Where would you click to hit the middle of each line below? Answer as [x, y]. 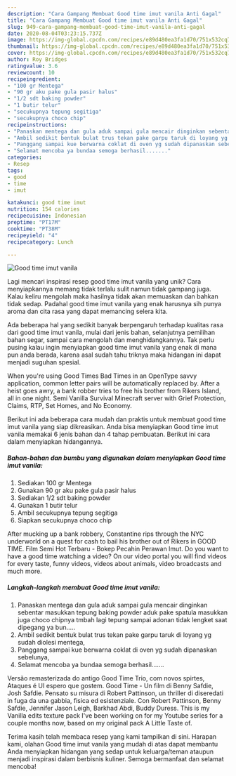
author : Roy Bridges [38, 60]
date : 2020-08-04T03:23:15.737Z [54, 33]
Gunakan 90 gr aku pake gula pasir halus [77, 491]
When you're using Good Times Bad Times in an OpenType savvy [102, 376]
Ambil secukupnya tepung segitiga [67, 513]
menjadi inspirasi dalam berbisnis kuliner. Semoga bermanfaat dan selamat [116, 759]
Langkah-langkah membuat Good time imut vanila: [84, 587]
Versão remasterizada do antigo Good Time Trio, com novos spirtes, [106, 678]
